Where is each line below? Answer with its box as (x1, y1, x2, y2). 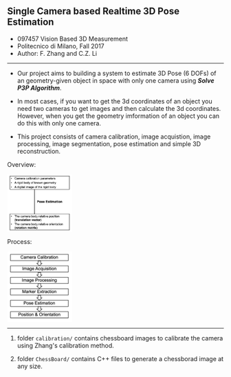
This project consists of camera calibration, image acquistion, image (16, 132, 211, 141)
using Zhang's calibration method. (16, 341, 115, 350)
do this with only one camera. (16, 119, 102, 127)
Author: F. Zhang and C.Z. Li (16, 49, 98, 57)
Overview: (7, 160, 36, 168)
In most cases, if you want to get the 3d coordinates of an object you (16, 96, 212, 105)
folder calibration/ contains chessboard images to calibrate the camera (16, 334, 223, 343)
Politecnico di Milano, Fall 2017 (16, 41, 104, 50)
